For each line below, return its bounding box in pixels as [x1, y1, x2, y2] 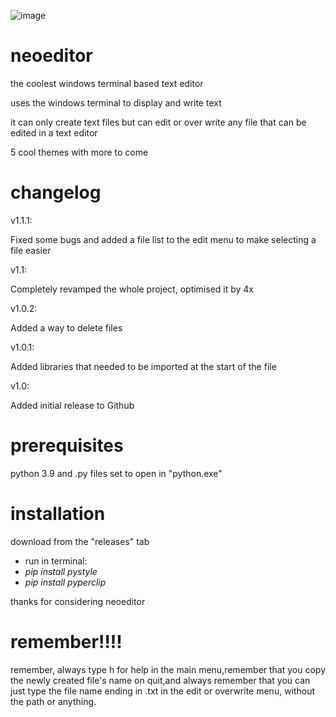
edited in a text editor [10, 126, 98, 139]
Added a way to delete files [10, 321, 123, 334]
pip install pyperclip [24, 576, 107, 588]
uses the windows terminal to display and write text [10, 96, 222, 109]
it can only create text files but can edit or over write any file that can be [10, 116, 307, 128]
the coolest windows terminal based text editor [10, 77, 204, 89]
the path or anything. [10, 695, 97, 707]
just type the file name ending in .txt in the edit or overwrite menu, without [10, 685, 316, 697]
